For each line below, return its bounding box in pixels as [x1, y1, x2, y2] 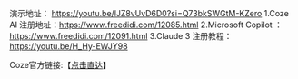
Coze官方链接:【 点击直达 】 [9, 60, 112, 70]
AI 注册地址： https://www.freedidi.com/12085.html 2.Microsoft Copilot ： [9, 19, 283, 30]
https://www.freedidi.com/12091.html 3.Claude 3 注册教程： [9, 31, 233, 41]
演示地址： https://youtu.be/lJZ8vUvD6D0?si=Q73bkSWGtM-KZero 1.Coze [9, 8, 289, 18]
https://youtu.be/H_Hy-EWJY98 [9, 41, 129, 52]
